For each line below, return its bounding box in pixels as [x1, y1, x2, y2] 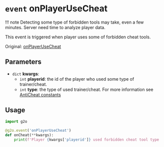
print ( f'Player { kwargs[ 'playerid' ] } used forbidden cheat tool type [14, 137, 160, 143]
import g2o [5, 119, 27, 124]
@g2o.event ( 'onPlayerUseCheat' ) [5, 128, 71, 133]
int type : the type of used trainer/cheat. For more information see [19, 87, 154, 92]
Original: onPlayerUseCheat [5, 43, 61, 49]
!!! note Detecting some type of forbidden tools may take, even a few [5, 19, 144, 25]
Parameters [5, 58, 42, 66]
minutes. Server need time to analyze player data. [5, 24, 106, 30]
